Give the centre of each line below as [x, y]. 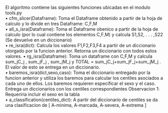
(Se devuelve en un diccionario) [39, 40]
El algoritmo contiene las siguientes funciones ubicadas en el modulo [78, 7]
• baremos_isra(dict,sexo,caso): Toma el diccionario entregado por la [78, 73]
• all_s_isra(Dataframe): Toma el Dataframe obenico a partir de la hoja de [82, 29]
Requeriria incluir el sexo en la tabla [43, 94]
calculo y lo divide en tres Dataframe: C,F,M [51, 24]
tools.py [14, 13]
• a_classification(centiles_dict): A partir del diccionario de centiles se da [81, 100]
